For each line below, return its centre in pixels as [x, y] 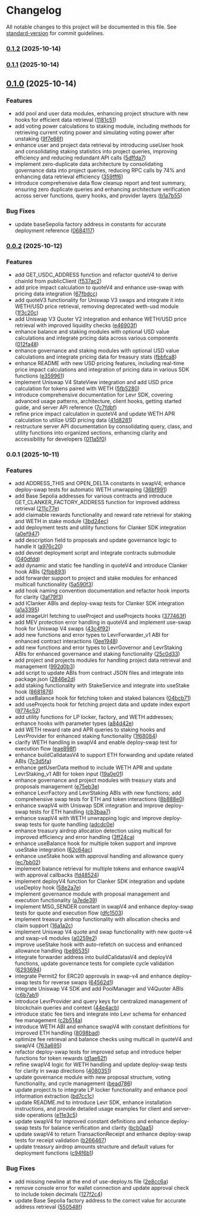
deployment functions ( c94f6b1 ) [54, 1153]
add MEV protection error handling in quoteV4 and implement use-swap [103, 623]
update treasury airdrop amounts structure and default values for [94, 1147]
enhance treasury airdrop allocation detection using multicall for [93, 831]
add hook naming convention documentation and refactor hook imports [102, 591]
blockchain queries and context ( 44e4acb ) [67, 1008]
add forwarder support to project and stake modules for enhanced [96, 578]
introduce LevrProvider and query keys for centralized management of [101, 1001]
